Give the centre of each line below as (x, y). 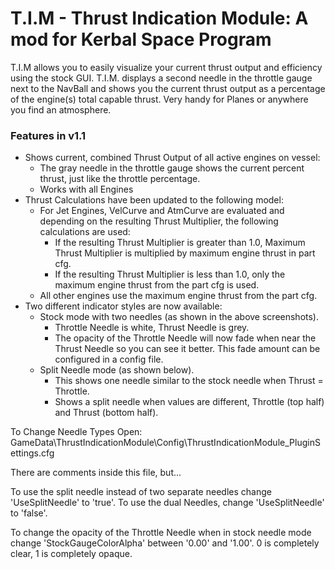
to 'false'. (29, 513)
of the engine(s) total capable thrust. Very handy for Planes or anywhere (159, 99)
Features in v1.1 (48, 135)
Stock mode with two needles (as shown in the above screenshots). (179, 317)
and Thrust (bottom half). (106, 413)
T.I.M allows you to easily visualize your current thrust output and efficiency (166, 67)
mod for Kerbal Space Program (141, 39)
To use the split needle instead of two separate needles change (141, 492)
